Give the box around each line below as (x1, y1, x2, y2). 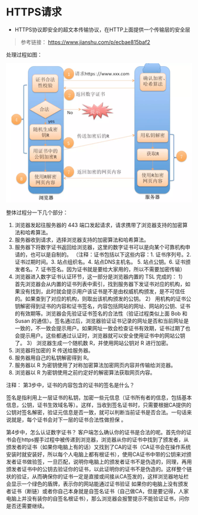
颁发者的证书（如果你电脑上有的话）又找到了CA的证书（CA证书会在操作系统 (6, 443, 192, 450)
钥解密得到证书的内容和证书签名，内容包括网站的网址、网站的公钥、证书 (14, 302, 190, 310)
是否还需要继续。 (6, 502, 48, 509)
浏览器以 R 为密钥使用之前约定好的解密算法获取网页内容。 (14, 369, 156, 376)
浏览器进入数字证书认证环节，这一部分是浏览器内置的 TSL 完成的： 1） (14, 273, 186, 280)
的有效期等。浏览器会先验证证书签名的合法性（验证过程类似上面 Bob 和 (14, 310, 187, 317)
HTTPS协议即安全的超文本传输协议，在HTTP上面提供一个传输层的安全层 (14, 26, 190, 33)
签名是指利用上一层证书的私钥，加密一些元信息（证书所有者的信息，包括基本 (6, 393, 192, 401)
